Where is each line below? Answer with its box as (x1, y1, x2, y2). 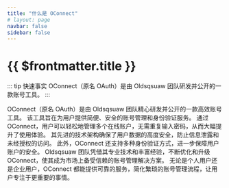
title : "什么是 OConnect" (7, 10, 78, 17)
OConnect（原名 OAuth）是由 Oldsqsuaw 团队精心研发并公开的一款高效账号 (7, 105, 223, 113)
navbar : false (7, 23, 48, 29)
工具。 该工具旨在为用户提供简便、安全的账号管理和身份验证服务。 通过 (7, 113, 209, 122)
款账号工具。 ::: (7, 90, 51, 99)
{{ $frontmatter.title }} (7, 59, 136, 74)
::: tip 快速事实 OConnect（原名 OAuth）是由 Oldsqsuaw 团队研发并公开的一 (7, 82, 221, 90)
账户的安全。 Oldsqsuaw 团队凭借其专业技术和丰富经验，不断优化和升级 (7, 148, 210, 156)
